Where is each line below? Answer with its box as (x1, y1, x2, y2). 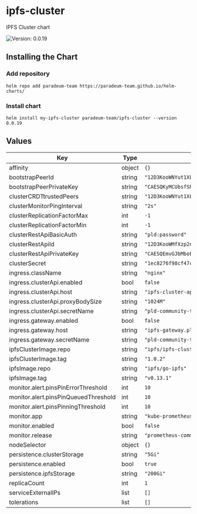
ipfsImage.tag (9, 373, 47, 382)
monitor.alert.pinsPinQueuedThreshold (9, 393, 116, 401)
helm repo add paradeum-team (6, 83, 77, 89)
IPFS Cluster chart (6, 24, 50, 31)
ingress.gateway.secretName (9, 335, 90, 343)
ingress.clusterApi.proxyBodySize (9, 297, 102, 305)
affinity (9, 163, 28, 172)
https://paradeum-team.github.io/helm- (79, 83, 177, 89)
